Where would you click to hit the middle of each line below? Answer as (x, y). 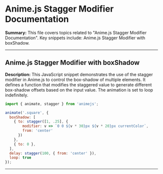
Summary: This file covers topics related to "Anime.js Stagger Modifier (76, 32)
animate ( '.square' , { (27, 112)
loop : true (20, 158)
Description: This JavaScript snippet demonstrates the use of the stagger (79, 74)
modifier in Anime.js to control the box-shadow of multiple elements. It (75, 79)
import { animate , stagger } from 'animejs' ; (52, 104)
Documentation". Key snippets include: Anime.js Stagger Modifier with (75, 38)
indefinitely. (16, 95)
